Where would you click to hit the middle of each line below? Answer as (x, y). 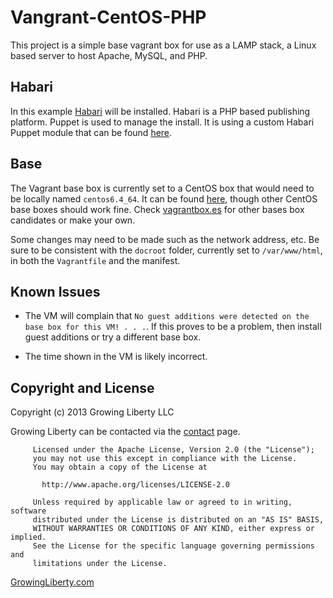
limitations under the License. (100, 564)
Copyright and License (82, 387)
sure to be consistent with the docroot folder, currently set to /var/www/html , (166, 250)
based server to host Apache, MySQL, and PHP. (109, 55)
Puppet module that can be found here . (91, 132)
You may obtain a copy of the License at (120, 467)
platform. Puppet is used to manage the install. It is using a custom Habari (162, 122)
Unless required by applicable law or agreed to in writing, (162, 502)
